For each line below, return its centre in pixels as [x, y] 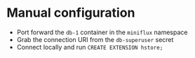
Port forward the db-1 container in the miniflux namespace [102, 32]
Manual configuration [71, 13]
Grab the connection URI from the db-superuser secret [95, 39]
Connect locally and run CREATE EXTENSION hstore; [90, 47]
